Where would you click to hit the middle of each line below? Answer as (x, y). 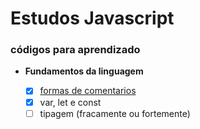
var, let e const (70, 102)
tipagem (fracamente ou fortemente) (115, 113)
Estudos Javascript (92, 18)
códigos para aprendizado (75, 50)
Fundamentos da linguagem (84, 71)
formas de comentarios (88, 91)
